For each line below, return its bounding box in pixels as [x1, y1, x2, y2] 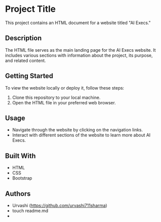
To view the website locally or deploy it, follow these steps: [5, 85, 124, 91]
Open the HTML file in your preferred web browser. [12, 99, 116, 105]
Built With [5, 152, 36, 160]
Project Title [5, 3, 56, 15]
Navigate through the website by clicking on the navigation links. [12, 127, 143, 133]
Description [5, 34, 42, 42]
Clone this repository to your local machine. [12, 95, 101, 100]
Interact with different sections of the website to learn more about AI [12, 132, 151, 138]
